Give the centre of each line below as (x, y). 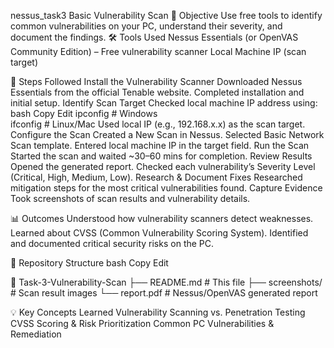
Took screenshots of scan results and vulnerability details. (130, 198)
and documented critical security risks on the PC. (112, 243)
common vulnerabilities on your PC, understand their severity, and (146, 26)
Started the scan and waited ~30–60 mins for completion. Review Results (161, 156)
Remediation (36, 334)
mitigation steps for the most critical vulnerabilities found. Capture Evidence (166, 188)
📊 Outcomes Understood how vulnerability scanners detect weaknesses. (162, 218)
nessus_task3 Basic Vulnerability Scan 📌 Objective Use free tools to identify (166, 15)
